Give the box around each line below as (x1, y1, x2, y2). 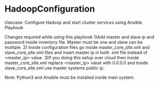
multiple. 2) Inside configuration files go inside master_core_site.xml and (4, 44, 150, 50)
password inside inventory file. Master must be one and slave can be (4, 39, 143, 45)
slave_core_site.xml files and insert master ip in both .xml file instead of (4, 50, 148, 55)
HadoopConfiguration (4, 3, 95, 15)
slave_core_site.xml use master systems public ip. (4, 65, 105, 71)
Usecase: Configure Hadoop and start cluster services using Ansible (4, 19, 142, 25)
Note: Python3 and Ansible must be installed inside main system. (4, 74, 135, 80)
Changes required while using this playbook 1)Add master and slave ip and (4, 34, 155, 40)
